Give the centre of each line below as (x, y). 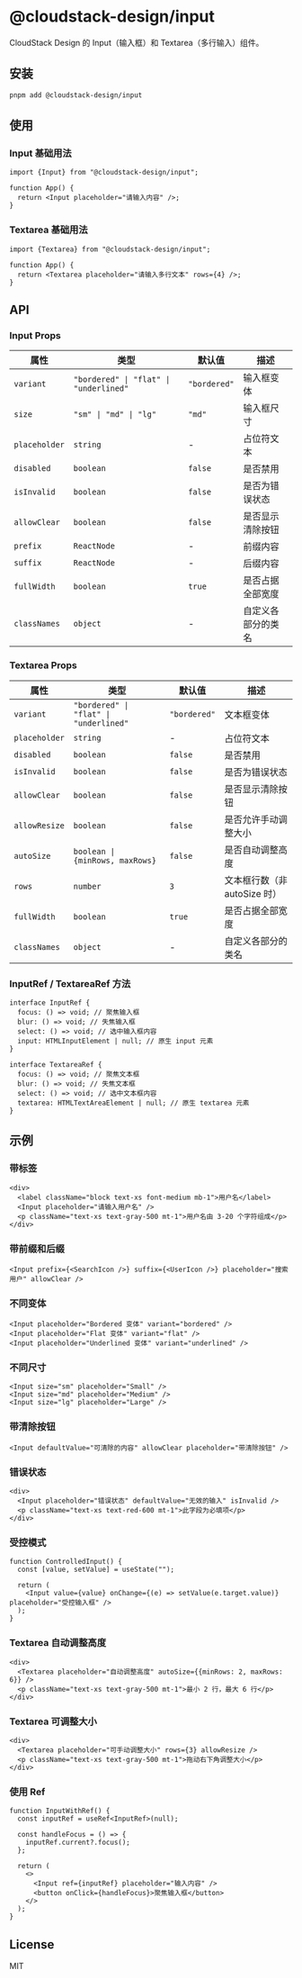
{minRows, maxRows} (115, 860)
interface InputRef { (50, 1003)
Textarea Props (44, 665)
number (87, 886)
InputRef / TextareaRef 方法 (70, 983)
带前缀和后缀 (37, 1249)
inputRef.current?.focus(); (78, 1843)
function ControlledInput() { (66, 1562)
